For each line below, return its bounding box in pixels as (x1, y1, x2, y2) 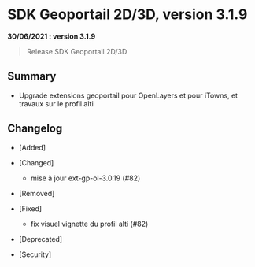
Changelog (7, 122, 63, 135)
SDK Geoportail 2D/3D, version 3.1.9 (7, 6, 248, 24)
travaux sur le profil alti (18, 98, 94, 108)
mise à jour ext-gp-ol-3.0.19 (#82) (30, 173, 141, 183)
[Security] (18, 250, 52, 259)
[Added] (18, 143, 46, 152)
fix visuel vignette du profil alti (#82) (30, 219, 149, 228)
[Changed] (18, 158, 54, 167)
